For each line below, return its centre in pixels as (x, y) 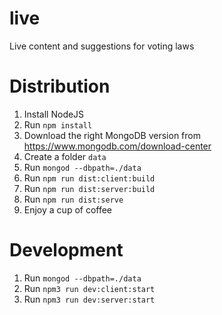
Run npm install (58, 124)
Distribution (60, 86)
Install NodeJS (54, 114)
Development (66, 250)
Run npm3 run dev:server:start (89, 299)
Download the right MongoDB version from (112, 135)
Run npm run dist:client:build (89, 178)
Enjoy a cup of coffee (68, 209)
